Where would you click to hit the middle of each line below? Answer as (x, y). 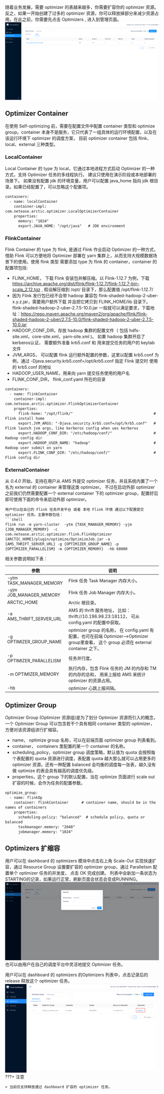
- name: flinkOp (26, 798)
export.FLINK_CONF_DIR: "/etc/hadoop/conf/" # (87, 453)
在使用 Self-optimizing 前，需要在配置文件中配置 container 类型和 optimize (80, 126)
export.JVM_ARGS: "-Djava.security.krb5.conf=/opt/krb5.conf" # (87, 424)
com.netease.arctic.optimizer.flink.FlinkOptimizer (59, 534)
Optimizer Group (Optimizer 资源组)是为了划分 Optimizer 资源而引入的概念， (82, 718)
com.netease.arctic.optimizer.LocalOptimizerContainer (62, 211)
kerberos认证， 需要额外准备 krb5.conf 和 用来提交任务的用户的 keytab (83, 343)
